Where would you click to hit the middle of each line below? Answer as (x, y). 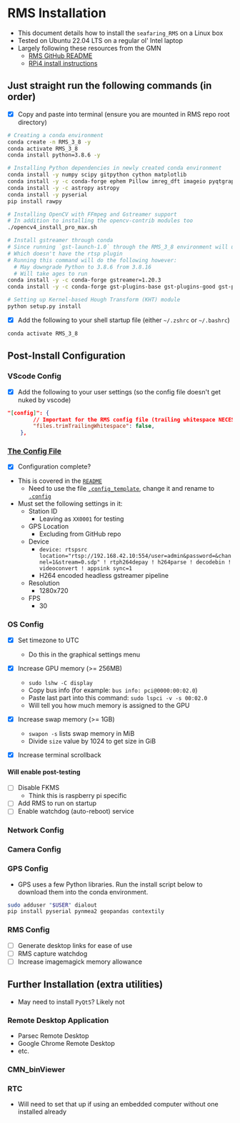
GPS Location (49, 526)
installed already (42, 1112)
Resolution (44, 583)
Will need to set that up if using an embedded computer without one (118, 1104)
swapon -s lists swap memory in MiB (81, 733)
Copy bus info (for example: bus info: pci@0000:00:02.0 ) (113, 690)
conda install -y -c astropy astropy (64, 188)
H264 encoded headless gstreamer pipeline (104, 576)
